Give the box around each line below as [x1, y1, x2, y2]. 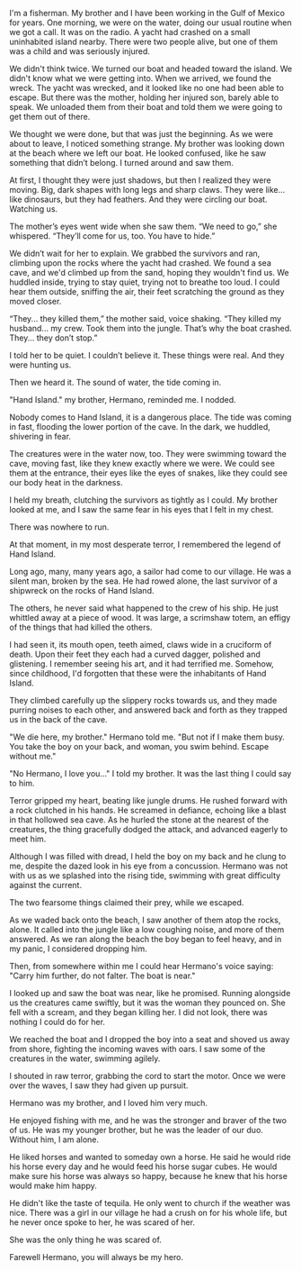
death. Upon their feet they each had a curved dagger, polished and [9, 649, 261, 659]
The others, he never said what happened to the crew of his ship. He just [9, 603, 279, 613]
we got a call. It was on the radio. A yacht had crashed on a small [9, 27, 251, 37]
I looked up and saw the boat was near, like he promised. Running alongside [9, 988, 291, 998]
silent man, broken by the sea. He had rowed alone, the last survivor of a [9, 576, 279, 586]
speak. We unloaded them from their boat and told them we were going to [9, 102, 283, 112]
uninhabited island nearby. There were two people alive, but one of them [9, 36, 279, 47]
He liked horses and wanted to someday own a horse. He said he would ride [9, 1152, 291, 1162]
